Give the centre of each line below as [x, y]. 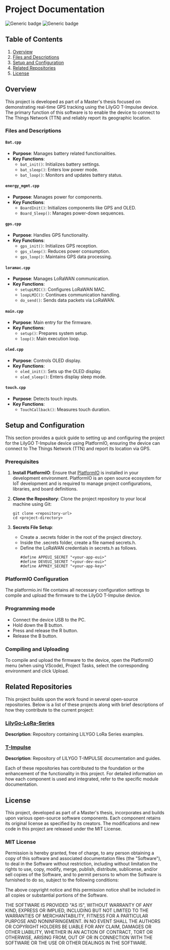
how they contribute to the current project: [50, 710]
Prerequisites [22, 462]
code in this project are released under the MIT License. [64, 829]
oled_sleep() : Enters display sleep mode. [63, 377]
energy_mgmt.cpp [22, 186]
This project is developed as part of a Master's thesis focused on [73, 101]
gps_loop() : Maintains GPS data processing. [66, 257]
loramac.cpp [18, 268]
